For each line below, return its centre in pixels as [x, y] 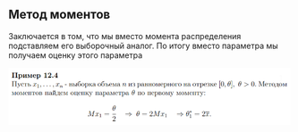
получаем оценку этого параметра [76, 55]
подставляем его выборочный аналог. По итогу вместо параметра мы [143, 45]
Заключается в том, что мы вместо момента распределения [125, 36]
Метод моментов [60, 15]
